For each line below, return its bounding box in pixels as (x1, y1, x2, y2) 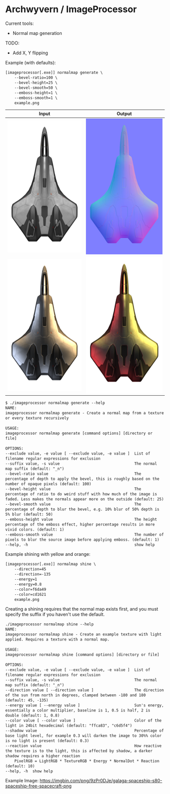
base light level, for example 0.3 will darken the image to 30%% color (5, 733, 162, 738)
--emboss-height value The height (5, 517, 157, 522)
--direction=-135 (14, 572, 51, 577)
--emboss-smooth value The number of (5, 532, 164, 537)
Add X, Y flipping (12, 50, 48, 56)
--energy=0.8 (14, 582, 42, 587)
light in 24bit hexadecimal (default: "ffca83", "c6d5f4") (5, 723, 133, 728)
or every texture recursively (5, 415, 69, 421)
